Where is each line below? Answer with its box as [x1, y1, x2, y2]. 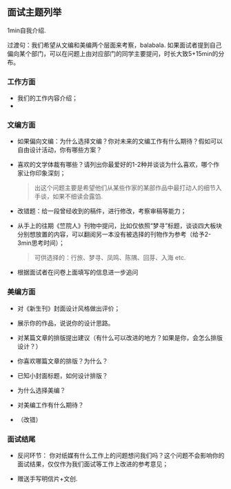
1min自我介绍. [7, 26, 46, 34]
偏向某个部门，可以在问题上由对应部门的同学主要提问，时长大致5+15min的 [7, 49, 219, 57]
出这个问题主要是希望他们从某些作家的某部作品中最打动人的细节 [34, 183, 216, 192]
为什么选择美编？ [17, 386, 66, 395]
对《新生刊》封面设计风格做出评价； [17, 304, 121, 312]
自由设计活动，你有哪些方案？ [17, 146, 102, 154]
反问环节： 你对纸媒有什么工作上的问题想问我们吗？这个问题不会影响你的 [17, 451, 225, 459]
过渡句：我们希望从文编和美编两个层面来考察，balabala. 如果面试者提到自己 [7, 41, 222, 49]
